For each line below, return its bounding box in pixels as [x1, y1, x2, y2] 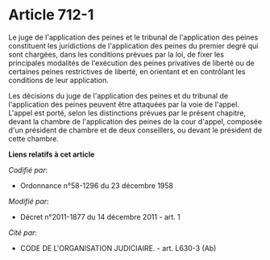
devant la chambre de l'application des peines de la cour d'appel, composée [8, 116, 263, 126]
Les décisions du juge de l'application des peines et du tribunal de [8, 90, 228, 100]
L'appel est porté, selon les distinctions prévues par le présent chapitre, [8, 107, 246, 118]
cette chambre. [8, 133, 59, 143]
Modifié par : [8, 196, 50, 206]
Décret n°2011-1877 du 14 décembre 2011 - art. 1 [19, 212, 181, 221]
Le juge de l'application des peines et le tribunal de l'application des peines [8, 32, 259, 42]
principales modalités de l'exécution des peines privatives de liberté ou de [8, 58, 255, 68]
